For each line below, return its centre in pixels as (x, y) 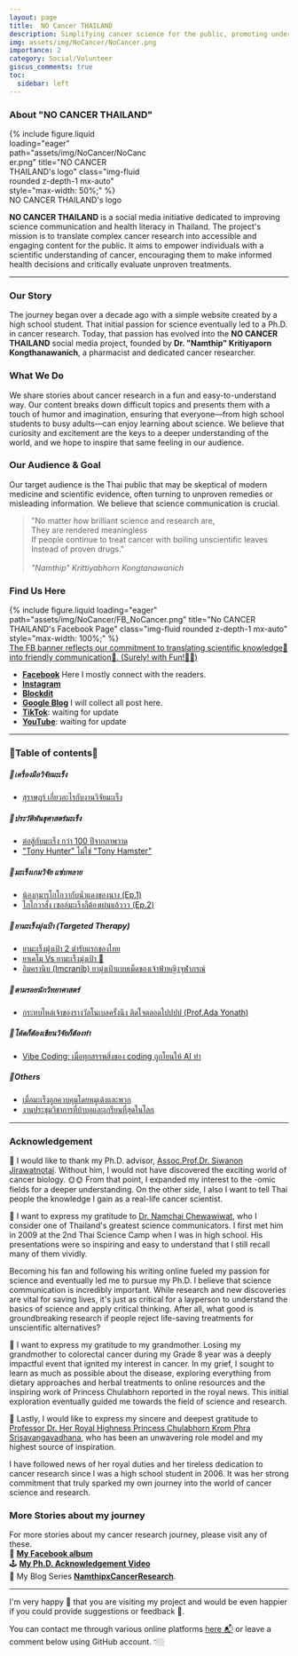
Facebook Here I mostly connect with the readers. (114, 675)
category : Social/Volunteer (61, 59)
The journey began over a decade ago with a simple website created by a (143, 315)
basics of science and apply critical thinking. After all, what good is (132, 1309)
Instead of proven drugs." (78, 549)
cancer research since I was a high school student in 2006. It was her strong (149, 1474)
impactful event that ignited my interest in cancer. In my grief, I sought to (142, 1364)
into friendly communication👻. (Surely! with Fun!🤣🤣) (103, 657)
